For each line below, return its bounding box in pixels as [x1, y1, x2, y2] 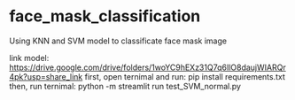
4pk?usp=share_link [9, 71, 83, 81]
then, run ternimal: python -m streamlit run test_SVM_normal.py [9, 81, 242, 91]
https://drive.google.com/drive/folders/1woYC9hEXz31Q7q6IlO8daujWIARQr [9, 62, 286, 73]
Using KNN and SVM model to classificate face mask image [9, 35, 228, 46]
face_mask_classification [9, 6, 201, 27]
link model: [9, 52, 50, 63]
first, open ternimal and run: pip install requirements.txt [84, 71, 286, 81]
